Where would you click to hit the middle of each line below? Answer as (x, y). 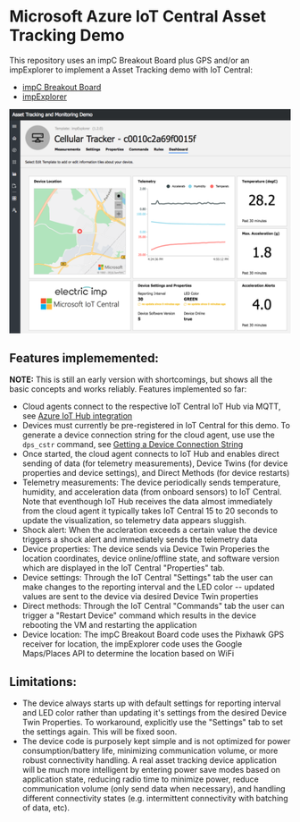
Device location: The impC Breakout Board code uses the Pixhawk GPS (153, 635)
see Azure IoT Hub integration (77, 416)
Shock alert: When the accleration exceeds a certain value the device (150, 530)
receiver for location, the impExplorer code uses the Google (132, 644)
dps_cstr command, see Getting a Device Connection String (133, 445)
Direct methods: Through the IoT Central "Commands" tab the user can (153, 606)
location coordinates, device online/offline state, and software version (150, 559)
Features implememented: (84, 358)
